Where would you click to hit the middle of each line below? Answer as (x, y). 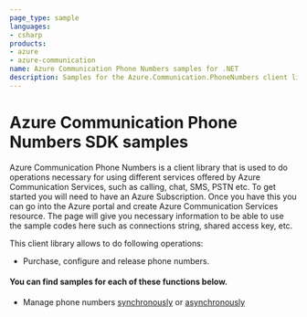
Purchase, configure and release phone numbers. (116, 260)
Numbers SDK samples (99, 142)
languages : (30, 26)
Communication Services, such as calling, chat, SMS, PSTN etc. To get (143, 186)
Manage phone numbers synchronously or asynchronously (134, 301)
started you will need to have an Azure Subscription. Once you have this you (153, 196)
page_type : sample (44, 18)
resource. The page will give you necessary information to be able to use (147, 216)
